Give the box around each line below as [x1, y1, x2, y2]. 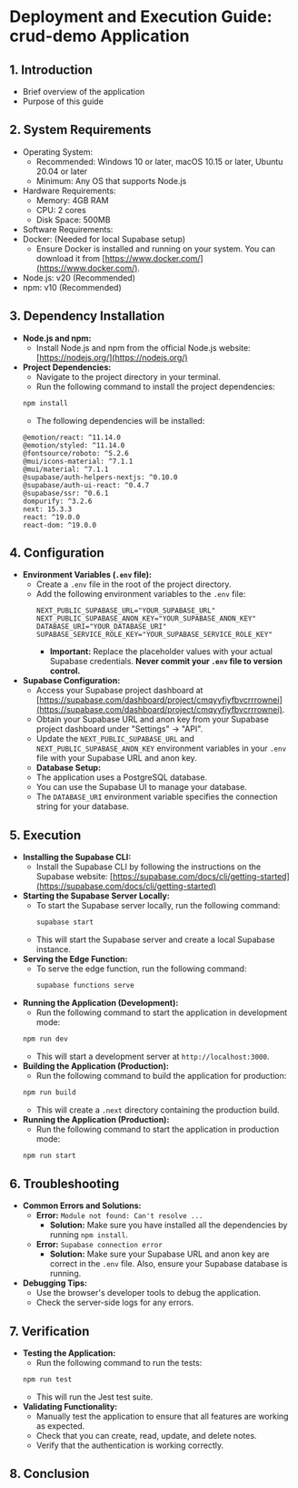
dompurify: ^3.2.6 [22, 497, 93, 506]
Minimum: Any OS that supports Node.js [35, 175, 187, 186]
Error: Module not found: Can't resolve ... [35, 1210, 204, 1221]
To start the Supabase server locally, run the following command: [35, 900, 281, 911]
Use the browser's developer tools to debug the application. [35, 1288, 262, 1298]
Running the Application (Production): [22, 1113, 170, 1124]
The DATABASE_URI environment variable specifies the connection [35, 791, 278, 803]
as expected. [35, 1421, 85, 1432]
